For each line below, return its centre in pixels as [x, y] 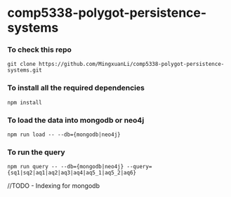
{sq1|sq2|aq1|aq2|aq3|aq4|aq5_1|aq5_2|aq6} [72, 173]
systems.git [25, 70]
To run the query [36, 152]
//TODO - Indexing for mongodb [54, 186]
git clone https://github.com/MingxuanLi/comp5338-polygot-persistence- [116, 64]
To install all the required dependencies [76, 88]
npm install [25, 102]
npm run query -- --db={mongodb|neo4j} [66, 167]
